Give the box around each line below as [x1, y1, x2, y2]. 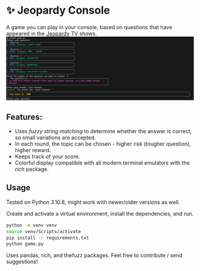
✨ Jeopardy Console [6, 4, 110, 17]
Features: [6, 112, 43, 122]
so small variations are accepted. [14, 134, 96, 141]
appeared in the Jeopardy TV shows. [6, 30, 97, 37]
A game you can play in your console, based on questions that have [6, 23, 173, 30]
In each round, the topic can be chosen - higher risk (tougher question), [14, 140, 192, 147]
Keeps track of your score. [14, 153, 80, 160]
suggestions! [6, 258, 38, 265]
